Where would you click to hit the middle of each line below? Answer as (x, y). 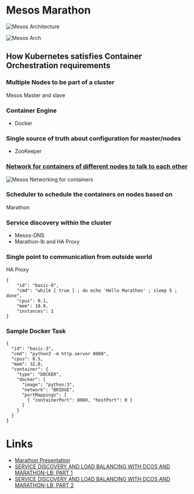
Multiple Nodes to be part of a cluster (60, 82)
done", (14, 296)
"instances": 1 (35, 311)
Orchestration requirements (58, 66)
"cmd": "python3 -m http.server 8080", (60, 353)
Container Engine (31, 111)
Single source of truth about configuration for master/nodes (93, 138)
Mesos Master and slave (36, 95)
